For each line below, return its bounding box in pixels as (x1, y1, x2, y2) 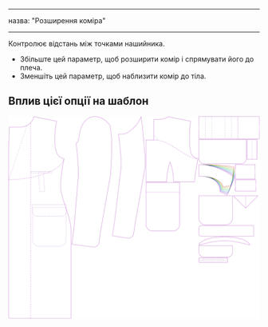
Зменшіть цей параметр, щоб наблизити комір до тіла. (19, 71, 207, 81)
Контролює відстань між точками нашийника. (8, 39, 165, 48)
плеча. (19, 63, 43, 72)
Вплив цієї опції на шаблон (8, 94, 149, 108)
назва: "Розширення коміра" (8, 16, 106, 25)
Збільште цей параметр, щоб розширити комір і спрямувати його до (19, 54, 254, 64)
